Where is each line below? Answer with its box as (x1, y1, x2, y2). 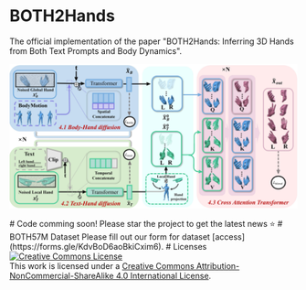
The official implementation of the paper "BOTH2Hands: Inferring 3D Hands (9, 36, 294, 47)
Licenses (173, 241, 207, 252)
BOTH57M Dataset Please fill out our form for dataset (9, 231, 210, 242)
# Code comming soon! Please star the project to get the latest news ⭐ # (9, 218, 283, 229)
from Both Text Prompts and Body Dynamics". (9, 45, 183, 56)
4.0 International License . (115, 270, 212, 281)
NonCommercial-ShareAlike (9, 270, 114, 281)
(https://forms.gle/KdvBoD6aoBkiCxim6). (9, 241, 164, 252)
